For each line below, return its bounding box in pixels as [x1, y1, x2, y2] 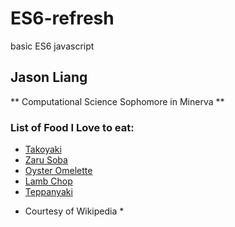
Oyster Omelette [24, 165, 93, 177]
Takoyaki [24, 143, 62, 156]
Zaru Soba [24, 154, 68, 166]
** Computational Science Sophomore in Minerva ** [10, 95, 225, 107]
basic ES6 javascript [10, 40, 95, 52]
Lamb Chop [24, 175, 73, 187]
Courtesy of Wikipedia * [24, 205, 125, 217]
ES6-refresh [10, 7, 115, 30]
